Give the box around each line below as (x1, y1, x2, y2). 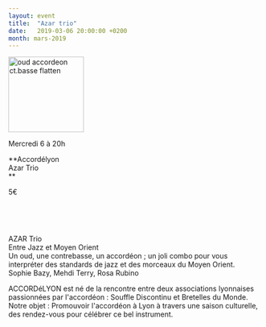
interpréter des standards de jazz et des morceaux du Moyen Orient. (8, 259, 235, 270)
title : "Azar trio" (8, 19, 78, 27)
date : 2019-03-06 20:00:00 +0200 (8, 27, 128, 35)
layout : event (8, 11, 56, 20)
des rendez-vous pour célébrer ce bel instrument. (8, 309, 174, 319)
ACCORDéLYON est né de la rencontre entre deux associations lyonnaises (8, 284, 255, 294)
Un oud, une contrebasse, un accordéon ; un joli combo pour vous (8, 251, 228, 261)
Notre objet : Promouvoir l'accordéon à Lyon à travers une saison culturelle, (8, 301, 259, 311)
